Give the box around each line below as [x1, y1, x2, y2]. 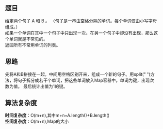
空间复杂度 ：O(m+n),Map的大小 [5, 118, 69, 124]
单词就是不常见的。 [9, 36, 48, 42]
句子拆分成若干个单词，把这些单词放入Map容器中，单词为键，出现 [17, 77, 150, 83]
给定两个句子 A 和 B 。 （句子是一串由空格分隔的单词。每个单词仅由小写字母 [5, 18, 157, 24]
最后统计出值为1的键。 [23, 83, 68, 89]
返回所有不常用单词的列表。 [5, 42, 61, 48]
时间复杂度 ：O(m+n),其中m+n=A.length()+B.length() [5, 113, 110, 118]
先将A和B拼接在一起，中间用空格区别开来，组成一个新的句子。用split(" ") [5, 71, 151, 77]
